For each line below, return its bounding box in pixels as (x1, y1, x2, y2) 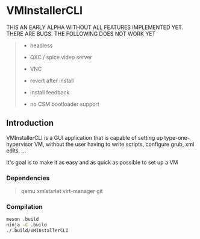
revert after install (30, 77, 74, 84)
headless (30, 42, 53, 49)
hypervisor (6, 140, 33, 148)
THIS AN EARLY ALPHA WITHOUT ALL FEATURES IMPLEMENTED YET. (6, 24, 184, 31)
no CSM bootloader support (30, 100, 99, 108)
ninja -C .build (6, 222, 47, 228)
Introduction (6, 118, 54, 128)
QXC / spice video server (30, 53, 92, 61)
